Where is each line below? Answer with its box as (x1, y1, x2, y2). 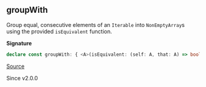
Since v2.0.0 (6, 74, 38, 81)
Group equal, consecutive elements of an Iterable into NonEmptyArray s (6, 21, 185, 28)
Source (6, 62, 25, 70)
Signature (6, 39, 32, 47)
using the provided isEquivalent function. (6, 28, 112, 35)
